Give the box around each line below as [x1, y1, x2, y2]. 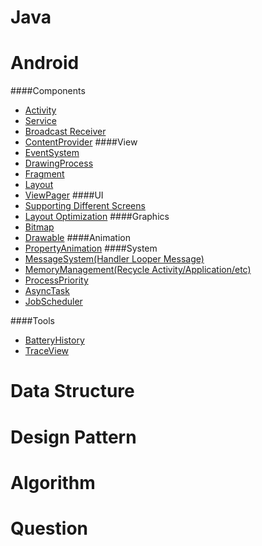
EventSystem [24, 147, 80, 159]
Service [24, 115, 57, 127]
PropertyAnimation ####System [24, 242, 158, 255]
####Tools [10, 315, 55, 327]
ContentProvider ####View [24, 136, 138, 148]
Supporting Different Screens [24, 200, 146, 212]
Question [10, 517, 88, 540]
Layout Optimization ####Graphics [24, 211, 170, 223]
